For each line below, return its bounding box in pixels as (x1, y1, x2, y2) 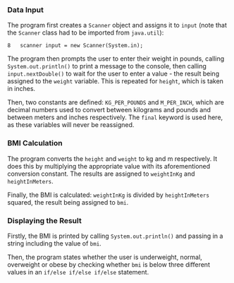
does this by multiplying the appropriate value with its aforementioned (7, 162, 211, 170)
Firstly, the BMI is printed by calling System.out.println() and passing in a (7, 231, 223, 240)
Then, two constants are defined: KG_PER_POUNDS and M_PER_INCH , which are (7, 98, 224, 107)
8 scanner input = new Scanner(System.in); (7, 42, 143, 49)
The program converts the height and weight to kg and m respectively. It (7, 154, 218, 163)
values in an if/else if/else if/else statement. (7, 267, 149, 276)
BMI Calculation (7, 138, 63, 148)
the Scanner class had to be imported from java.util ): (7, 28, 164, 37)
